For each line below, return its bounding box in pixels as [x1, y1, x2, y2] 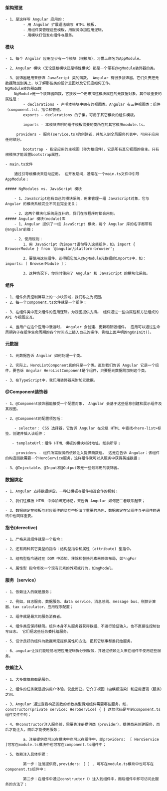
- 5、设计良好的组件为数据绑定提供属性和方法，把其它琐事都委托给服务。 [5, 638, 135, 643]
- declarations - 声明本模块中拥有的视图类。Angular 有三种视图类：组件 [23, 102, 161, 107]
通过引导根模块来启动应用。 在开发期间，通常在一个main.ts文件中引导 [14, 172, 140, 177]
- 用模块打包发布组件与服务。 [23, 33, 76, 38]
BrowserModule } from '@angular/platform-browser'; [5, 246, 115, 251]
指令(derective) [5, 524, 38, 531]
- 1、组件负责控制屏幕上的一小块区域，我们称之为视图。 [5, 294, 105, 299]
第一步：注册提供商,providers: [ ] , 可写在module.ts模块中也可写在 [23, 761, 154, 767]
